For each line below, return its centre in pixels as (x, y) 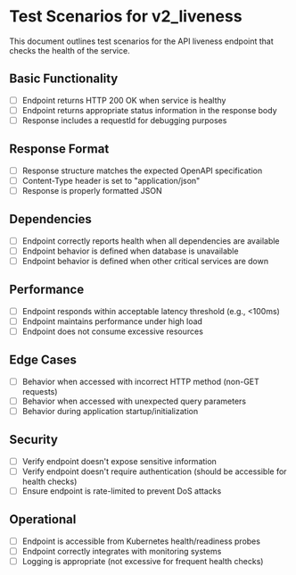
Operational (43, 520)
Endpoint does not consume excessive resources (112, 331)
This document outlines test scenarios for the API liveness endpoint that (141, 41)
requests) (40, 391)
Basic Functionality (64, 79)
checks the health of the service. (70, 50)
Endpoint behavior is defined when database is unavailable (130, 251)
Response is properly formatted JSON (92, 190)
